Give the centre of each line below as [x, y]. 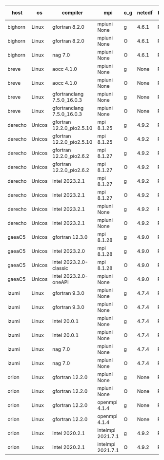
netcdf [145, 13]
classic [60, 268]
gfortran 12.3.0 [70, 237]
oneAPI [61, 282]
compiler [72, 13]
